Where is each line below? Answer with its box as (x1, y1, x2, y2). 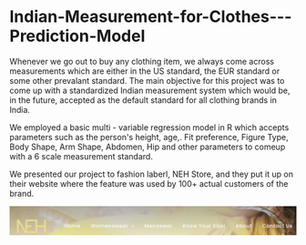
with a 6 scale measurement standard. (9, 150, 153, 161)
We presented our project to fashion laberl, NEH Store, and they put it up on (9, 168, 294, 179)
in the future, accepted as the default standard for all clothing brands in (9, 94, 278, 106)
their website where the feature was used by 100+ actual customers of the (9, 178, 289, 189)
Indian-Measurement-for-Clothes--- (9, 6, 292, 27)
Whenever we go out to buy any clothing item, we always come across (9, 56, 275, 66)
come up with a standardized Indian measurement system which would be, (9, 85, 291, 96)
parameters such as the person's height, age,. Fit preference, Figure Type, (9, 131, 289, 142)
